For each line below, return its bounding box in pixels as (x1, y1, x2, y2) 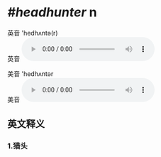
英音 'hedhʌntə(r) (7, 28, 58, 37)
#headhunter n (7, 4, 97, 21)
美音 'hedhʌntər (7, 69, 54, 78)
